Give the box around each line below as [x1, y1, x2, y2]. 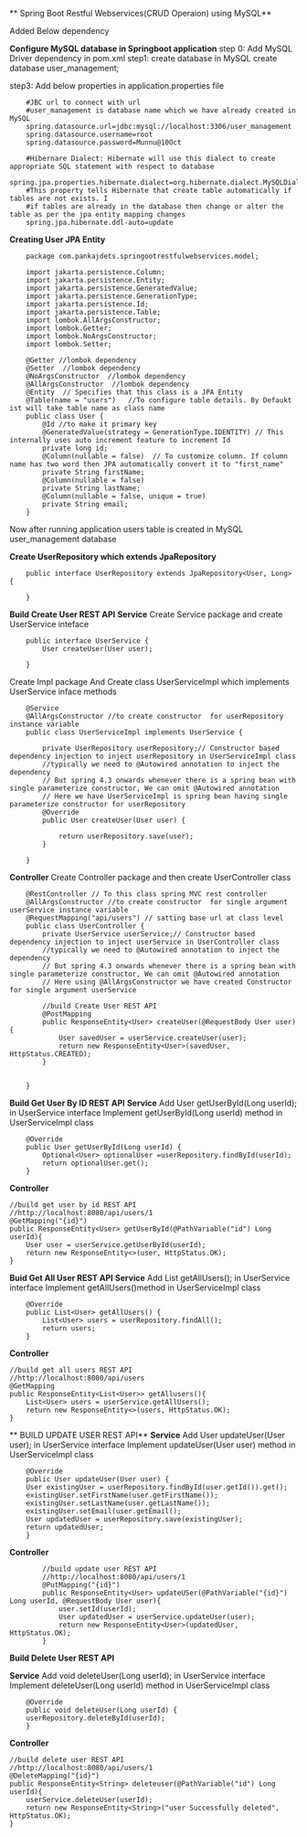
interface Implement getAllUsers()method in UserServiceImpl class [9, 1282, 261, 1293]
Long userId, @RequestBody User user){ [9, 1597, 162, 1606]
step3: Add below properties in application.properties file [9, 80, 225, 91]
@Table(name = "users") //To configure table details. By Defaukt [26, 396, 292, 405]
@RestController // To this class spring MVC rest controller [26, 890, 268, 899]
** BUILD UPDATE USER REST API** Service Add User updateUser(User [9, 1430, 286, 1440]
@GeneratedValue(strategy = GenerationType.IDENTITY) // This [42, 428, 284, 437]
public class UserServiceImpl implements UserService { [26, 728, 244, 737]
